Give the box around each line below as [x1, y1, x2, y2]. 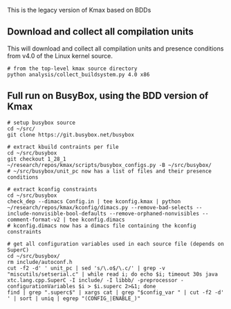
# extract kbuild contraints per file [7, 143, 119, 150]
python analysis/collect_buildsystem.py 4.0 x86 [7, 71, 150, 78]
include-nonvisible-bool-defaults [7, 210, 107, 217]
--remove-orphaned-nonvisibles [109, 210, 199, 217]
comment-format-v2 [7, 216, 60, 223]
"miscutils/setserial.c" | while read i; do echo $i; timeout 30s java [7, 270, 218, 278]
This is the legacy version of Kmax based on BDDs [7, 6, 151, 14]
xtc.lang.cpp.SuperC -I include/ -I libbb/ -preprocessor [7, 276, 178, 283]
